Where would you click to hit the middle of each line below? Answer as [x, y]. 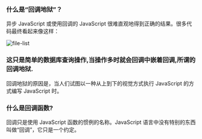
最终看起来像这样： [35, 31]
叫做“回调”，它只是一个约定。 [43, 129]
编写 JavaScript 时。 [37, 91]
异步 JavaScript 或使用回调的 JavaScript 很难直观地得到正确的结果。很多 [96, 24]
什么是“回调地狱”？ [34, 9]
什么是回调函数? [30, 108]
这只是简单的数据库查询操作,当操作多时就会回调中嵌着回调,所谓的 [101, 60]
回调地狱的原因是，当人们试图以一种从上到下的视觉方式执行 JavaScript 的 [98, 83]
